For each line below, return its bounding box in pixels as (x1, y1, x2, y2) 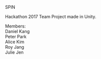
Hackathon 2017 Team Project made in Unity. (5, 14, 97, 19)
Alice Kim (5, 39, 25, 45)
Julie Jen (5, 49, 24, 55)
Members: (5, 23, 26, 29)
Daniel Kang (5, 29, 30, 34)
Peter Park (5, 34, 27, 39)
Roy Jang (5, 44, 25, 50)
